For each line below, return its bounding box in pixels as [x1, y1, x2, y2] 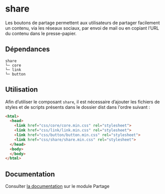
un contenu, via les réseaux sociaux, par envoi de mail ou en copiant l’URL [5, 25, 159, 31]
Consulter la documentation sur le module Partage [5, 183, 110, 189]
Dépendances [5, 45, 50, 53]
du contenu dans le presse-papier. [5, 30, 77, 36]
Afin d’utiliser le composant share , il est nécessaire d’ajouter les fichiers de [5, 99, 160, 105]
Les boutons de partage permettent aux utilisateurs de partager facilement [5, 20, 160, 26]
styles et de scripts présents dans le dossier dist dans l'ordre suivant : [5, 104, 150, 110]
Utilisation [5, 85, 38, 94]
